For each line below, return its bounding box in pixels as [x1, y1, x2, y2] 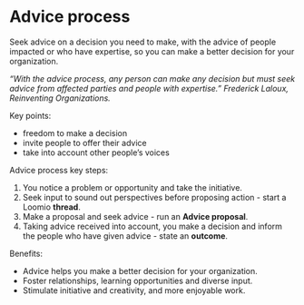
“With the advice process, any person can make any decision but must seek [9, 73, 296, 84]
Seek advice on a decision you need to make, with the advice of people [9, 36, 277, 47]
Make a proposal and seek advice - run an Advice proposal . [22, 211, 249, 221]
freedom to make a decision [22, 127, 128, 138]
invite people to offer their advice [22, 137, 147, 148]
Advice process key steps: [9, 164, 109, 175]
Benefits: [9, 248, 44, 259]
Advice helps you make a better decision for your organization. [22, 265, 259, 276]
